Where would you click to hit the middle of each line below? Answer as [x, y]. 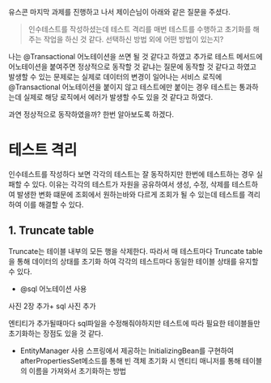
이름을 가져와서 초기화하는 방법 [78, 371]
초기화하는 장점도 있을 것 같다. [56, 333]
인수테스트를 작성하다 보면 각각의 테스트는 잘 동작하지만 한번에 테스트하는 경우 [131, 174]
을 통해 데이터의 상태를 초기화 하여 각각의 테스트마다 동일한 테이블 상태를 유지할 [133, 261]
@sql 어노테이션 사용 [53, 288]
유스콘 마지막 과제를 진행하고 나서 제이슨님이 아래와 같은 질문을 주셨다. [119, 12]
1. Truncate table [51, 231]
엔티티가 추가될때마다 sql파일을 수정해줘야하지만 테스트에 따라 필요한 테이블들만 [134, 323]
